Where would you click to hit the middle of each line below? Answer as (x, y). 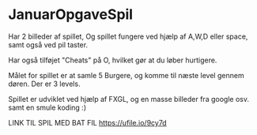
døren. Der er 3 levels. (44, 84)
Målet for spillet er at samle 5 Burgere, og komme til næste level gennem (126, 75)
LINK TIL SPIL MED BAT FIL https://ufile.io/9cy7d (88, 122)
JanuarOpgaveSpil (70, 15)
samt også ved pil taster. (48, 44)
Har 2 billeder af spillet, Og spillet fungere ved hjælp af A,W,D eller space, (128, 36)
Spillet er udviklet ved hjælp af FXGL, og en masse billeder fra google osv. (128, 99)
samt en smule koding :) (47, 107)
